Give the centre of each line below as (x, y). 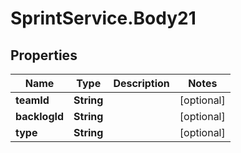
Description (141, 83)
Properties (44, 55)
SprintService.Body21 (103, 18)
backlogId (40, 116)
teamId (32, 100)
